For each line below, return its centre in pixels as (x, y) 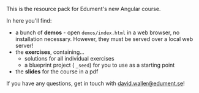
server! (24, 46)
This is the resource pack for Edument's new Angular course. (84, 9)
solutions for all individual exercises (69, 58)
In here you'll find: (29, 20)
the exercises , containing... (50, 52)
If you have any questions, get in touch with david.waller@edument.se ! (96, 83)
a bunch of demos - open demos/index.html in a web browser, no (97, 32)
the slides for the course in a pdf (57, 72)
